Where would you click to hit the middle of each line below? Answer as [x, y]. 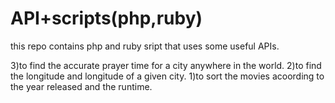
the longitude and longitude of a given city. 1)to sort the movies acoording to [167, 76]
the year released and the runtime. [81, 86]
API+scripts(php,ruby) [106, 18]
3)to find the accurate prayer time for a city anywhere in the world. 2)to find [166, 65]
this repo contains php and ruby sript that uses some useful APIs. [145, 46]
